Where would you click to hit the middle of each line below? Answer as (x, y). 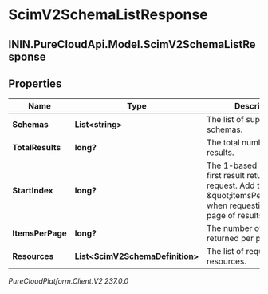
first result (225, 176)
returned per (230, 239)
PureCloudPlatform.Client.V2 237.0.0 (69, 281)
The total (223, 143)
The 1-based (232, 165)
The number (229, 228)
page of (221, 216)
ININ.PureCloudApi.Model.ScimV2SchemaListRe (132, 44)
